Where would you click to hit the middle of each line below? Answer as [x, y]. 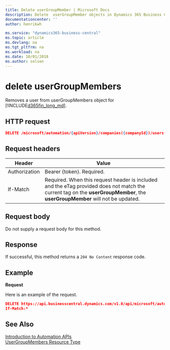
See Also [19, 324]
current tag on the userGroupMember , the [95, 192]
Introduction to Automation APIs [38, 336]
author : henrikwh [24, 24]
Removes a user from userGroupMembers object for [60, 100]
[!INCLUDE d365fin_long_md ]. [36, 106]
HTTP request [28, 121]
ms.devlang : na [21, 43]
